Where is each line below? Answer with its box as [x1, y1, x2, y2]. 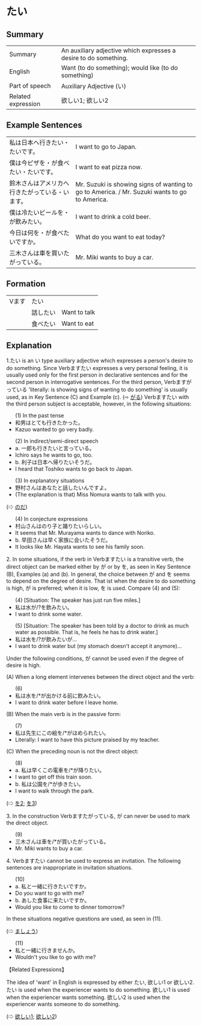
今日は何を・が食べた [9, 229, 70, 237]
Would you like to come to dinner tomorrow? [14, 903, 125, 911]
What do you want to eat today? [75, 232, 165, 241]
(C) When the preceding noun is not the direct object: [6, 748, 139, 755]
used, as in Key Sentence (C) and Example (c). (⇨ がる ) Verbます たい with [6, 394, 189, 401]
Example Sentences [6, 120, 82, 131]
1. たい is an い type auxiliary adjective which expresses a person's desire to [6, 357, 194, 364]
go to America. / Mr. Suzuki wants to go [75, 187, 188, 196]
